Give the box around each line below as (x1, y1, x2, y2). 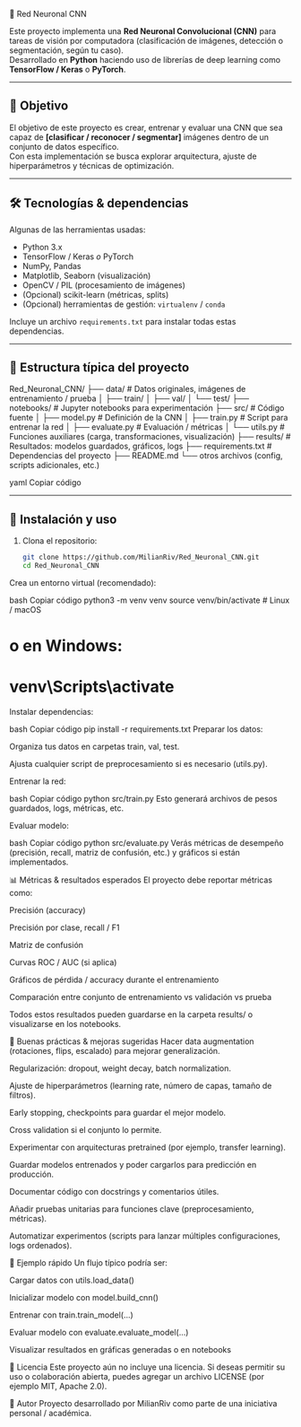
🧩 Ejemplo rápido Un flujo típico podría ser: (9, 1257, 168, 1268)
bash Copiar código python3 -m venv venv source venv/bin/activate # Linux (9, 595, 290, 605)
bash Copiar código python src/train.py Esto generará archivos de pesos (9, 794, 278, 805)
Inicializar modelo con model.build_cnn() (9, 1292, 159, 1303)
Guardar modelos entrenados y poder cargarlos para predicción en (9, 1160, 257, 1170)
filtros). (9, 1090, 36, 1101)
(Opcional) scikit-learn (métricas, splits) (21, 289, 169, 300)
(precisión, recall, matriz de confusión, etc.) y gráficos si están (9, 848, 240, 858)
